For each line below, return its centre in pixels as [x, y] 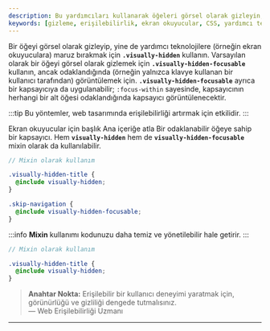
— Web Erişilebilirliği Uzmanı [75, 311]
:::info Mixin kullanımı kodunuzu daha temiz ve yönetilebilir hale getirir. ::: [129, 235]
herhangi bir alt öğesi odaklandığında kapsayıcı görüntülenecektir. [117, 97]
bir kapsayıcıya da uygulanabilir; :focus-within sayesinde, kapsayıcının [126, 88]
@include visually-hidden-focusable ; [79, 211]
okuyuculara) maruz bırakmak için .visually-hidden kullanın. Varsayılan [127, 55]
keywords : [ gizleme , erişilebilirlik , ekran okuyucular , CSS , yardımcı [131, 23]
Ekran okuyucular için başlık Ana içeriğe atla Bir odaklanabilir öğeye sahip [130, 129]
